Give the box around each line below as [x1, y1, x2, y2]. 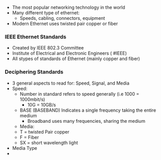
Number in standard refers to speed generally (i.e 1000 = [19, 91, 140, 97]
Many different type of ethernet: [12, 10, 80, 16]
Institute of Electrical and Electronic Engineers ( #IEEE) [12, 50, 127, 57]
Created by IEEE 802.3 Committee [12, 45, 84, 51]
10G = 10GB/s [27, 101, 57, 108]
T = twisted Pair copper [19, 128, 70, 135]
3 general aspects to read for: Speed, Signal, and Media [12, 80, 129, 86]
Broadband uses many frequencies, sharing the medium [27, 118, 146, 124]
